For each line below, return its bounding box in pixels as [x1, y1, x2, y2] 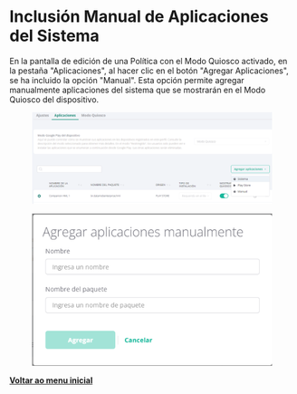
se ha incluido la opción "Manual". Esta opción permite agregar [9, 74, 244, 85]
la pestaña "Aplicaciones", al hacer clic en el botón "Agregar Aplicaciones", [9, 65, 290, 76]
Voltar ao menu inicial [9, 375, 93, 386]
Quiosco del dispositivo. [9, 93, 100, 105]
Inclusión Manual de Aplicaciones [9, 6, 269, 27]
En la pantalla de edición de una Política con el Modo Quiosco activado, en [9, 55, 288, 66]
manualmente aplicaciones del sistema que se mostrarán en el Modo [9, 84, 266, 95]
